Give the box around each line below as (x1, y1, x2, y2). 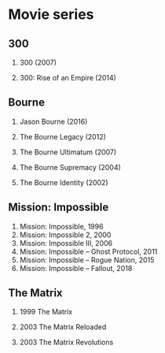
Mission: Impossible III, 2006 (19, 238, 112, 247)
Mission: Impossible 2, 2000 (19, 230, 112, 240)
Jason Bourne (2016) (19, 117, 88, 126)
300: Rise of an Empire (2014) (19, 73, 116, 82)
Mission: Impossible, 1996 (19, 221, 104, 231)
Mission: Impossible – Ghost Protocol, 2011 (19, 247, 158, 256)
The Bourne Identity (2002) (19, 177, 108, 187)
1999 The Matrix (19, 307, 73, 317)
